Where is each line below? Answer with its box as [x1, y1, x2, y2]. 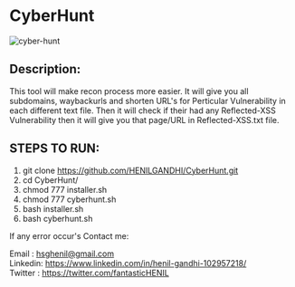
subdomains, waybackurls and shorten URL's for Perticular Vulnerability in [9, 95, 287, 106]
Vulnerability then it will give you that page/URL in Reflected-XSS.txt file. [9, 114, 280, 125]
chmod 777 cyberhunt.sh [22, 194, 117, 205]
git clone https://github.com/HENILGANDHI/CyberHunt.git [22, 165, 239, 176]
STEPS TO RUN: [9, 141, 100, 157]
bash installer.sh [22, 203, 84, 214]
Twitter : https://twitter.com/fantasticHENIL [9, 267, 169, 278]
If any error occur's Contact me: [9, 230, 129, 241]
